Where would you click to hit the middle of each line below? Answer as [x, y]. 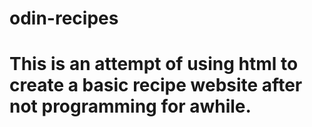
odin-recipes [64, 18]
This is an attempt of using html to [154, 64]
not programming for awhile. [130, 106]
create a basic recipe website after [156, 85]
